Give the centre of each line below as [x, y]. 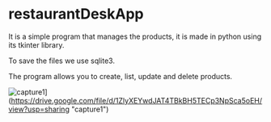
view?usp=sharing [39, 109]
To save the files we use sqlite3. [62, 61]
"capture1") [90, 109]
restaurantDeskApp [76, 14]
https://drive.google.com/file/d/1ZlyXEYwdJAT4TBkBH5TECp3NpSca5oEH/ [137, 100]
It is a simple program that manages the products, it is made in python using [135, 36]
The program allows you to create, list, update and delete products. [121, 76]
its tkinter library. [36, 44]
